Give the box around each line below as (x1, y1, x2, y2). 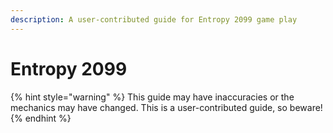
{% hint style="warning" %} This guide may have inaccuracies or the (10, 91, 295, 103)
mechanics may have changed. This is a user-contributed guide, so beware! (10, 101, 323, 113)
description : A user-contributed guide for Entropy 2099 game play (10, 14, 298, 25)
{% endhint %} (10, 112, 72, 124)
